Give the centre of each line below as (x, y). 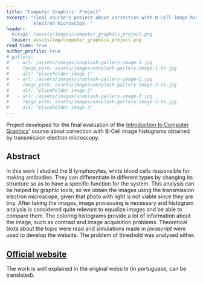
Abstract (23, 156)
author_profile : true (34, 51)
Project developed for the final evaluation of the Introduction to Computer (98, 124)
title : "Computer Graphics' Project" (54, 12)
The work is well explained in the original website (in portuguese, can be (96, 269)
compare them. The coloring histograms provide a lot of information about (98, 216)
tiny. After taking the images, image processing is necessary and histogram (100, 203)
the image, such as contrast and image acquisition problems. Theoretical (97, 222)
